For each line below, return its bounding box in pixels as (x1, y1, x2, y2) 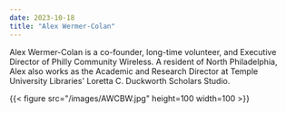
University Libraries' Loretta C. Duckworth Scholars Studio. (9, 75, 231, 86)
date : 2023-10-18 (9, 13, 75, 23)
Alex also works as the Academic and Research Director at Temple (9, 65, 259, 77)
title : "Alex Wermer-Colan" (9, 22, 116, 31)
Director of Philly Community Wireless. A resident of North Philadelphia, (9, 56, 278, 67)
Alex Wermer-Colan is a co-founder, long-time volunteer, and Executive (9, 46, 277, 57)
